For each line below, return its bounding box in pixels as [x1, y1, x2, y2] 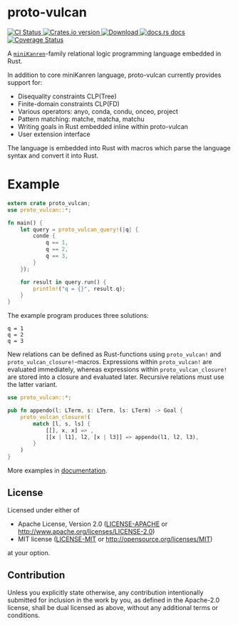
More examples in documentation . [7, 466, 108, 475]
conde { [33, 232, 56, 239]
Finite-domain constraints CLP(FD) [17, 99, 120, 108]
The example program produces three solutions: [7, 311, 150, 320]
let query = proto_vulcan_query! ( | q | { [20, 226, 139, 233]
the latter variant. [7, 381, 58, 389]
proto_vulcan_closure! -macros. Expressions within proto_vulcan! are [7, 358, 212, 366]
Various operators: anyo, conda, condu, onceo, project [17, 107, 178, 115]
